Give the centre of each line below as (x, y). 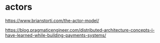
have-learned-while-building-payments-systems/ (56, 35)
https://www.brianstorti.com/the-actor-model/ (52, 21)
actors (19, 7)
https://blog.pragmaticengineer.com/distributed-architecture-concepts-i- (80, 30)
